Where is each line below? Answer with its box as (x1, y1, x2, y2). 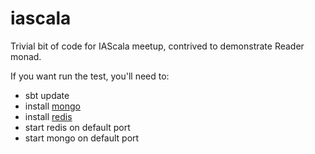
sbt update (24, 89, 70, 101)
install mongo (24, 100, 81, 112)
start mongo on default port (24, 132, 140, 144)
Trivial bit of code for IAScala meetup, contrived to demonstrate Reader (10, 40, 305, 52)
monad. (10, 50, 42, 62)
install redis (24, 110, 73, 122)
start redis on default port (24, 121, 131, 133)
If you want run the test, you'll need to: (10, 70, 170, 82)
